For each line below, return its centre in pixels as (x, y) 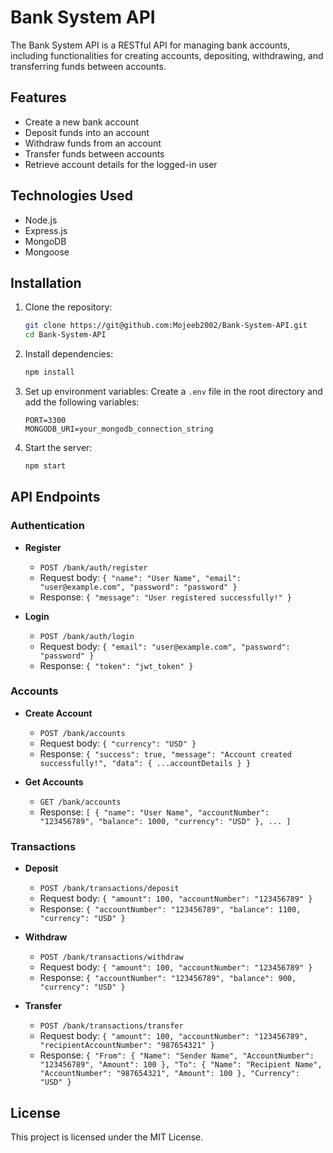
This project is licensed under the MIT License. (107, 1137)
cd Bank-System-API (65, 335)
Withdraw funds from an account (93, 143)
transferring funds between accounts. (88, 66)
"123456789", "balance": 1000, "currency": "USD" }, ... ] (165, 821)
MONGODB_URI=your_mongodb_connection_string (119, 429)
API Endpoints (55, 497)
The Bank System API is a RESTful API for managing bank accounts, (150, 45)
